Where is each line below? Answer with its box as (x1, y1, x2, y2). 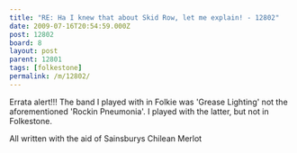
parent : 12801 (9, 55, 63, 64)
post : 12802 (9, 30, 54, 39)
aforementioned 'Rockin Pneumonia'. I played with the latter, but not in (9, 105, 269, 117)
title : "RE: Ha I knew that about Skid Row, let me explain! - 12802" (9, 13, 280, 22)
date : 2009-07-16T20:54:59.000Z (9, 22, 130, 31)
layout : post (9, 47, 58, 56)
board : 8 (9, 38, 42, 48)
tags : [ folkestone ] (9, 64, 83, 73)
